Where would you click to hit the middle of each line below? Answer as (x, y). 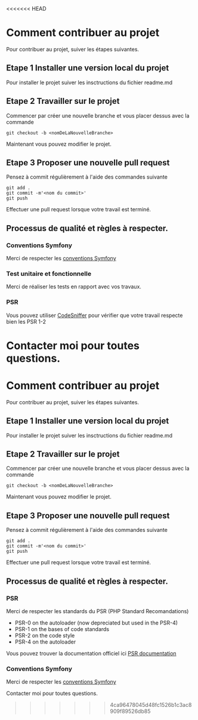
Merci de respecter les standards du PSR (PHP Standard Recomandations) (98, 611)
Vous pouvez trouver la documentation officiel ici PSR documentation (92, 653)
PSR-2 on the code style (45, 635)
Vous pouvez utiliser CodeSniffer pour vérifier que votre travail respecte (95, 315)
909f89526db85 (130, 711)
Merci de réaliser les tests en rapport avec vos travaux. (74, 287)
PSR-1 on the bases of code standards (62, 629)
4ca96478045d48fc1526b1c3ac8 (151, 705)
